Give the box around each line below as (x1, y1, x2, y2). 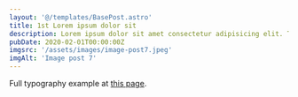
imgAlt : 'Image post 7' (9, 54, 98, 63)
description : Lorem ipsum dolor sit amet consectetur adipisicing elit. (9, 29, 284, 38)
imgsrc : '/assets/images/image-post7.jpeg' (9, 46, 173, 55)
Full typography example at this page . (9, 78, 147, 88)
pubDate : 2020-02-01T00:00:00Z (9, 37, 125, 47)
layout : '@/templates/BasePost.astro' (9, 12, 153, 22)
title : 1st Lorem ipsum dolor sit (9, 21, 137, 30)
